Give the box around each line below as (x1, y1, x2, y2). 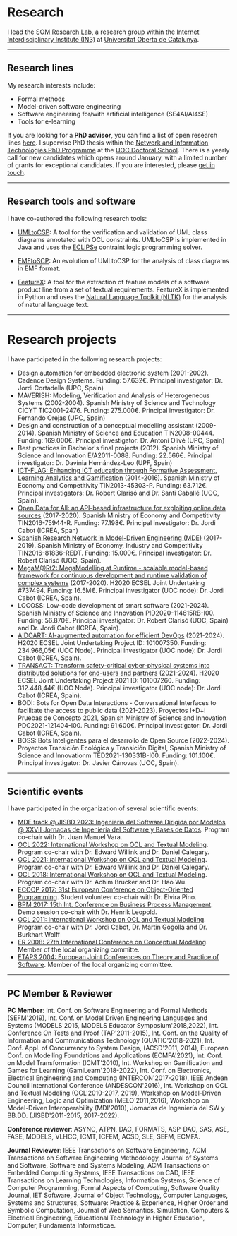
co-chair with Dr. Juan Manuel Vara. (17, 833, 123, 841)
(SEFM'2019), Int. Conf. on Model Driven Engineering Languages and (7, 1014, 208, 1022)
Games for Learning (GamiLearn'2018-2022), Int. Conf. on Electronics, (7, 1067, 212, 1075)
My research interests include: (7, 80, 96, 89)
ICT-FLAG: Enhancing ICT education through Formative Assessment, (17, 466, 217, 474)
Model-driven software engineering (17, 102, 121, 110)
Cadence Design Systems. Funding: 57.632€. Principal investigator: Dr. (17, 376, 224, 385)
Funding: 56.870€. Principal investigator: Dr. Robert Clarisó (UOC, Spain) (17, 616, 229, 625)
